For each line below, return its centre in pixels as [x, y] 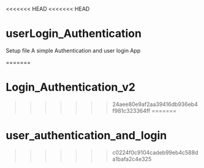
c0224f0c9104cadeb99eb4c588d [155, 152]
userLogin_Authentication [74, 34]
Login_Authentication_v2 [71, 87]
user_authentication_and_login [86, 136]
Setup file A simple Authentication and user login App [73, 50]
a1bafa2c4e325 [132, 159]
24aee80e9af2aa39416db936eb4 [155, 104]
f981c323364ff [131, 110]
